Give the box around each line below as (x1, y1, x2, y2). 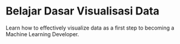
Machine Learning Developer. (5, 30, 79, 37)
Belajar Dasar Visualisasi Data (5, 4, 160, 18)
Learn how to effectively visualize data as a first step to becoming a (5, 24, 175, 31)
